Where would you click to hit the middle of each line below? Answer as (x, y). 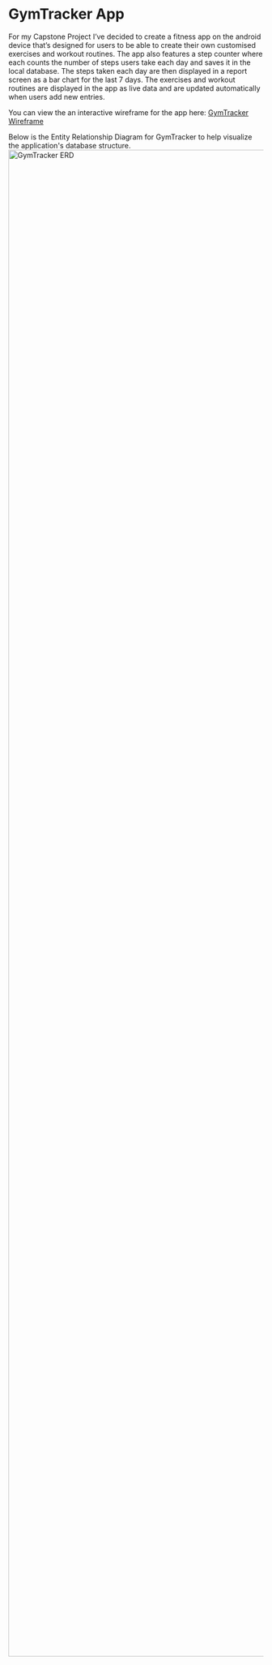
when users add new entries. (57, 96)
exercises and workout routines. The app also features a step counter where (136, 54)
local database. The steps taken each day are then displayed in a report (128, 71)
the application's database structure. (70, 145)
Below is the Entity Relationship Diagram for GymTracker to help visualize (130, 137)
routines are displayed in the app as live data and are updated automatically (134, 88)
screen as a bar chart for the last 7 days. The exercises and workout (122, 79)
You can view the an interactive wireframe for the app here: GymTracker (129, 112)
